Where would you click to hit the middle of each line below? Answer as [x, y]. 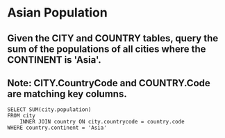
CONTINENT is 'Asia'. [55, 60]
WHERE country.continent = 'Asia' [57, 128]
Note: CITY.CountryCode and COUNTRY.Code [109, 83]
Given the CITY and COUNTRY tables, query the [113, 38]
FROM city [22, 116]
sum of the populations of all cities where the [107, 49]
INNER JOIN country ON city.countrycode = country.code [102, 122]
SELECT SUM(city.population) [49, 110]
